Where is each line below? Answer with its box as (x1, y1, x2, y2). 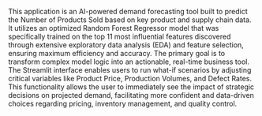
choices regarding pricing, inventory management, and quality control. (8, 99, 238, 108)
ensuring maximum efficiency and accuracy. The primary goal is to (8, 49, 226, 58)
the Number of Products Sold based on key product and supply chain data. (8, 15, 252, 24)
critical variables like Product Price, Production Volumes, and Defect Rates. (8, 74, 253, 83)
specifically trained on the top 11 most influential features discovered (8, 32, 231, 41)
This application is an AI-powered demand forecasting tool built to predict (8, 7, 248, 16)
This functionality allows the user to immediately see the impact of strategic (8, 82, 255, 92)
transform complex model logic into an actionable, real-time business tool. (8, 57, 250, 66)
